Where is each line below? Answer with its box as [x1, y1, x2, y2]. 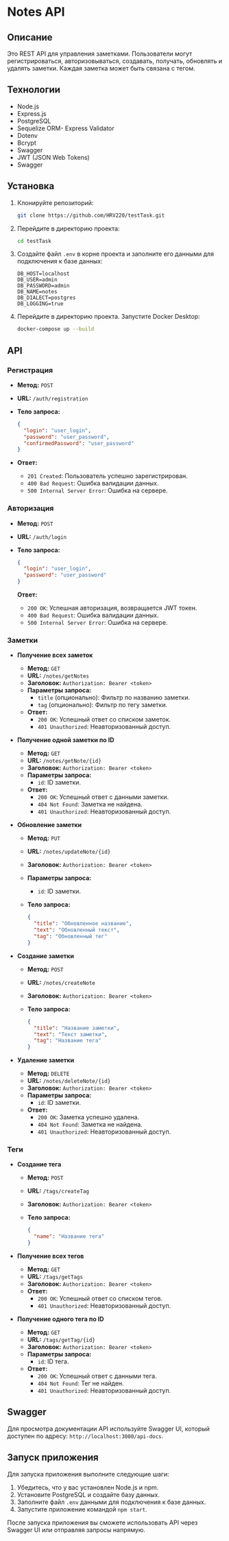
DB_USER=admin [16, 276, 58, 283]
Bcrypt [16, 139, 36, 147]
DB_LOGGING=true [16, 300, 64, 307]
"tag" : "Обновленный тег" [33, 933, 108, 940]
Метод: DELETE [27, 1069, 70, 1077]
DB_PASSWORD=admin [16, 283, 70, 289]
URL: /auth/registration [16, 394, 88, 402]
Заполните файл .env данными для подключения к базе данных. [16, 1498, 206, 1506]
